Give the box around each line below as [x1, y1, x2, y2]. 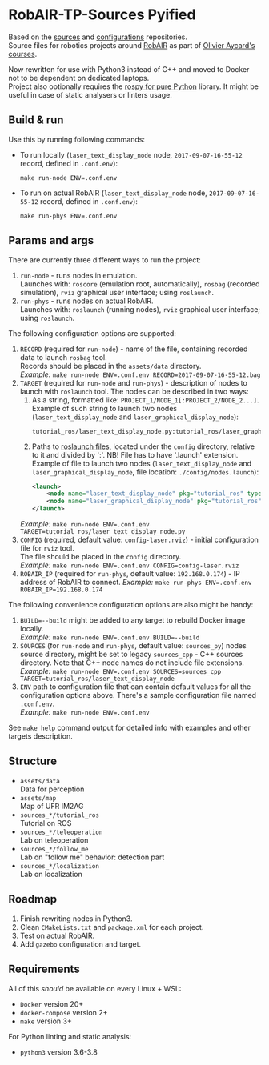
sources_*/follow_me [19, 845, 89, 853]
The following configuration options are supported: [8, 328, 176, 338]
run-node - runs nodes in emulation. [19, 270, 138, 280]
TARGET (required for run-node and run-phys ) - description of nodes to [19, 378, 248, 387]
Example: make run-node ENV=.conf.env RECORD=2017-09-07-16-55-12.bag [19, 370, 261, 379]
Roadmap [8, 892, 58, 906]
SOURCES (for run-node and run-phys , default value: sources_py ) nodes [19, 641, 247, 651]
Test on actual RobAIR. [19, 931, 95, 940]
